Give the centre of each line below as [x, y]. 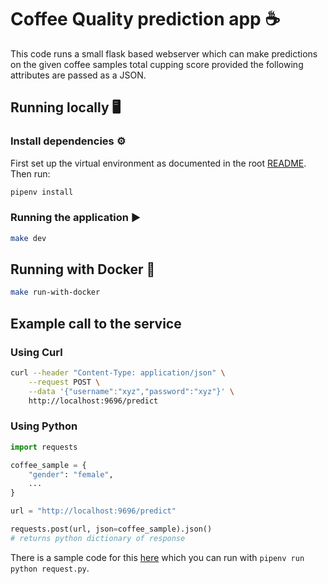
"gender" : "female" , [71, 474]
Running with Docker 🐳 [83, 269]
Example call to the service [96, 323]
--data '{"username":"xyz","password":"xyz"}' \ [131, 391]
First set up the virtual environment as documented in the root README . [158, 163]
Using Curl [36, 352]
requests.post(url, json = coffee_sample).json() [111, 529]
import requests [44, 447]
